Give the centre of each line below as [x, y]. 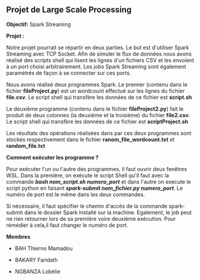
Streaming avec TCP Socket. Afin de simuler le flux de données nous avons [99, 54]
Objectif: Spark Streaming [39, 24]
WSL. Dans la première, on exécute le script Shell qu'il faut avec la [87, 175]
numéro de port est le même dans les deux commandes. [76, 194]
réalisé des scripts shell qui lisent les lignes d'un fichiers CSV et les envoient [100, 60]
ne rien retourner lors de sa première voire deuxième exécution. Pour [91, 218]
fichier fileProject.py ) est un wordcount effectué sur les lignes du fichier [96, 91]
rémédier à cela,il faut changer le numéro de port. [67, 225]
